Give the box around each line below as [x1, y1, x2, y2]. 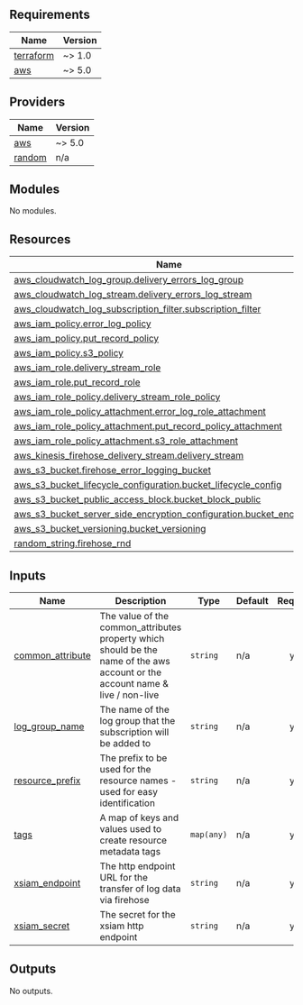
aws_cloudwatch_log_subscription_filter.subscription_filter [14, 303, 262, 315]
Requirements [9, 7, 90, 23]
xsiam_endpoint [14, 877, 81, 890]
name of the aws [99, 655, 171, 668]
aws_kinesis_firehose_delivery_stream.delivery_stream [14, 450, 244, 462]
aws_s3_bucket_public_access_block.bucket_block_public [14, 493, 262, 506]
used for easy [99, 786, 158, 799]
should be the [99, 644, 158, 656]
